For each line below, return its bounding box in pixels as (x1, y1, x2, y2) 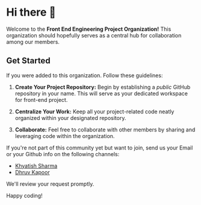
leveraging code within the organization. (14, 132, 115, 139)
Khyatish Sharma (14, 162, 58, 169)
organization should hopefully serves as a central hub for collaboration (6, 31, 182, 39)
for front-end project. (14, 96, 68, 103)
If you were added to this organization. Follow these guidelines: (6, 72, 163, 79)
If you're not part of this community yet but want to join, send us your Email (6, 144, 193, 151)
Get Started (6, 55, 51, 66)
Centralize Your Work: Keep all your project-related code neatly (14, 108, 175, 115)
